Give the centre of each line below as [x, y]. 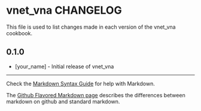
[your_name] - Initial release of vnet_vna [64, 66]
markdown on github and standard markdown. [63, 101]
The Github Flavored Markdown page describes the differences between [96, 95]
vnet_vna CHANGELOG [64, 10]
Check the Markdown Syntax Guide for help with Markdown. [81, 84]
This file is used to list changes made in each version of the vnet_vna [91, 27]
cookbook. [19, 33]
